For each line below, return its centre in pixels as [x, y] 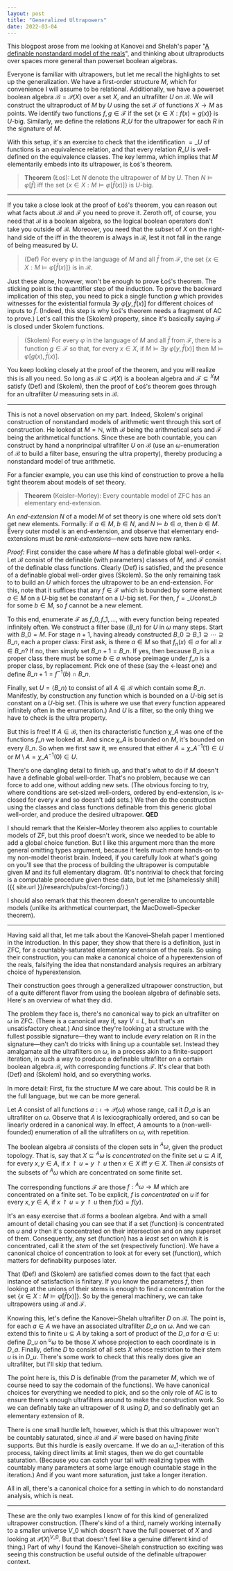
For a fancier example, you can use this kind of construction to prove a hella [115, 475]
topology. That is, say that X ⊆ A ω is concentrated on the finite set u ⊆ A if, [115, 1155]
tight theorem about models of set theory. [67, 482]
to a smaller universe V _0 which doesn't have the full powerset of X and [110, 1531]
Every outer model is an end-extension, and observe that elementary [105, 531]
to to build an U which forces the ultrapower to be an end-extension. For [110, 582]
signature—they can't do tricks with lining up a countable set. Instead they [113, 1044]
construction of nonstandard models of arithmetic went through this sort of [114, 422]
